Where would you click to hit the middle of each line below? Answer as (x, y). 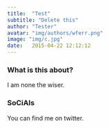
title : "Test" (29, 13)
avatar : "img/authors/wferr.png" (55, 33)
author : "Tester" (32, 26)
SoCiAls (21, 103)
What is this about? (40, 70)
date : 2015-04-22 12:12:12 (49, 46)
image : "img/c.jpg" (35, 39)
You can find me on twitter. (46, 118)
